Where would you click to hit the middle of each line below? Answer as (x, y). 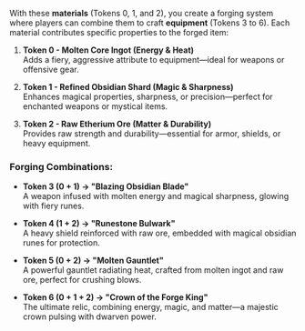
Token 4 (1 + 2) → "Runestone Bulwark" (99, 224)
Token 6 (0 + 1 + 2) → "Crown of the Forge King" (115, 297)
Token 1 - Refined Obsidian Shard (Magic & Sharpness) (128, 87)
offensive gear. (51, 69)
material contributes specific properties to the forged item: (119, 32)
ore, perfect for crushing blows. (82, 280)
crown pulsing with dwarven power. (89, 316)
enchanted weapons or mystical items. (95, 106)
